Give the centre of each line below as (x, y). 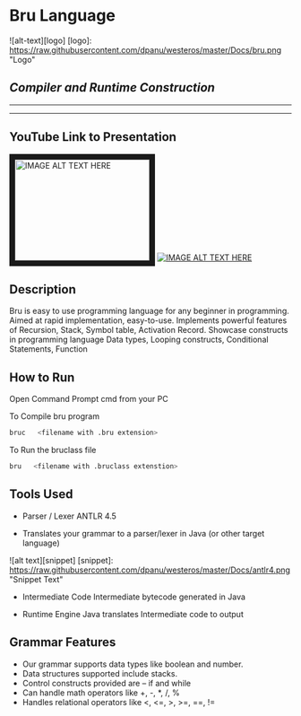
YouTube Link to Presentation (93, 137)
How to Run (42, 377)
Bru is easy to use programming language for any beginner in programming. (149, 311)
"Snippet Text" (36, 579)
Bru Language (63, 16)
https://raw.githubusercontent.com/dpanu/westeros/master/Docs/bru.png (146, 49)
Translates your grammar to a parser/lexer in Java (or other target (143, 533)
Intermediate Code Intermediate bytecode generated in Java (134, 597)
